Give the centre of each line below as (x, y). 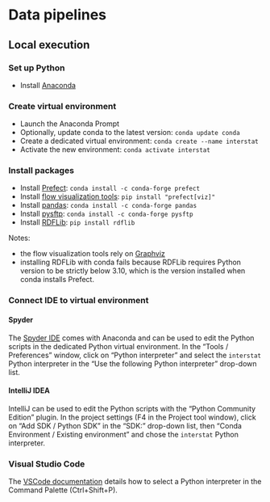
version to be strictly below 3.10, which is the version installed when (133, 271)
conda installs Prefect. (57, 280)
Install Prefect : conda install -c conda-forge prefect (110, 188)
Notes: (19, 238)
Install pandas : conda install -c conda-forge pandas (108, 205)
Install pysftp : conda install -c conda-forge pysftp (106, 214)
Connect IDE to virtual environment (79, 301)
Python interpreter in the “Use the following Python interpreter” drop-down (133, 363)
